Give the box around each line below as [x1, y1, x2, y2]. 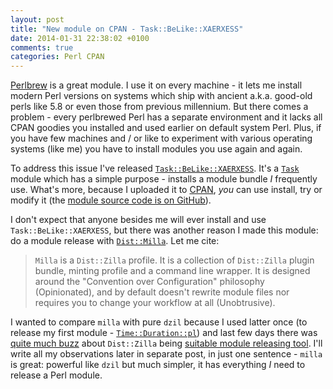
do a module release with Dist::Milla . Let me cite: [10, 235, 220, 247]
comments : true [10, 42, 74, 53]
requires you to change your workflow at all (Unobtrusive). [34, 297, 276, 309]
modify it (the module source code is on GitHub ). [10, 194, 212, 206]
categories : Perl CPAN [10, 52, 105, 62]
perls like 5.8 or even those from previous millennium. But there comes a [10, 101, 309, 113]
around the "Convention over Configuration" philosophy [34, 276, 265, 288]
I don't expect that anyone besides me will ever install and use [10, 214, 267, 226]
